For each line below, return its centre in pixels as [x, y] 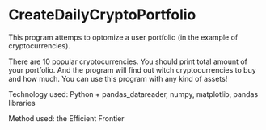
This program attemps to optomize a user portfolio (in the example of [123, 37]
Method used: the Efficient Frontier [66, 118]
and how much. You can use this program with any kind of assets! [118, 78]
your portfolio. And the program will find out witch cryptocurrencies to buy [132, 69]
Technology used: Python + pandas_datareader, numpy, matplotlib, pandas [133, 94]
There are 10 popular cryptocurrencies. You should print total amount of [128, 61]
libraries [22, 103]
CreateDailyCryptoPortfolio [102, 15]
